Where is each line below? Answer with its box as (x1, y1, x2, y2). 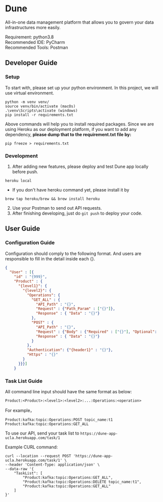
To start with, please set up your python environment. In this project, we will (5, 85, 159, 91)
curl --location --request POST (5, 454, 71, 459)
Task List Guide (5, 377, 43, 384)
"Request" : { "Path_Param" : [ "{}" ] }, (36, 306, 115, 312)
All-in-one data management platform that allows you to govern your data (5, 19, 154, 25)
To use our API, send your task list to (5, 430, 80, 436)
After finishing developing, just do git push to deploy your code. (12, 210, 142, 216)
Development (5, 152, 38, 159)
